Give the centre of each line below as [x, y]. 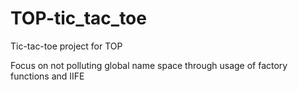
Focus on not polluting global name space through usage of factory [149, 65]
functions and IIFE [47, 76]
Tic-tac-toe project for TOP [66, 46]
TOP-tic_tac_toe [78, 18]
